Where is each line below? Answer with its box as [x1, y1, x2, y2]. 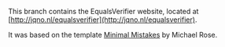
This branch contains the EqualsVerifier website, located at [8, 7, 199, 16]
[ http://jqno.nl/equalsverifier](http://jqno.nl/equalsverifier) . [8, 15, 197, 24]
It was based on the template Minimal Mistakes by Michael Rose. [8, 31, 218, 39]
